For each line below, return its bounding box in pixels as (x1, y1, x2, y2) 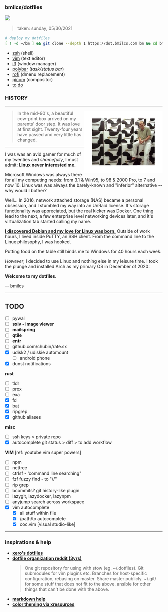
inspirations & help (5, 539, 51, 546)
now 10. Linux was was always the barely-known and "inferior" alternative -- (5, 182, 162, 188)
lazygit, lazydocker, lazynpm (12, 493, 71, 499)
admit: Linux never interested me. (5, 162, 76, 168)
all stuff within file (19, 510, 56, 516)
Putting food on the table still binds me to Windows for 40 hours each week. (5, 249, 162, 255)
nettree (12, 465, 27, 471)
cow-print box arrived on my (17, 116, 76, 122)
